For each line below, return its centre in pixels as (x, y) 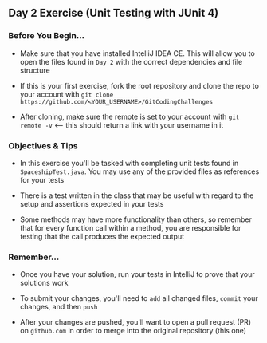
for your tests (42, 179)
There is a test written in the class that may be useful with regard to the (137, 195)
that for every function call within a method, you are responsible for (130, 227)
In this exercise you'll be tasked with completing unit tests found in (129, 163)
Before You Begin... (47, 36)
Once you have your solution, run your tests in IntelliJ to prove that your (137, 274)
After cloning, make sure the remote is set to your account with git (130, 116)
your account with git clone (67, 94)
